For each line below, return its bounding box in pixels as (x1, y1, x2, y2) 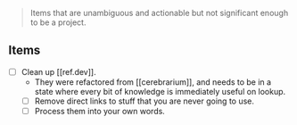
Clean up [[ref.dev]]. (21, 66, 96, 77)
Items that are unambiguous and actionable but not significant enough (29, 8, 289, 18)
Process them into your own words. (34, 105, 166, 116)
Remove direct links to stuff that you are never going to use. (34, 96, 255, 106)
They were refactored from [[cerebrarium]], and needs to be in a (34, 76, 272, 87)
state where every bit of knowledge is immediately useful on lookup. (34, 86, 286, 96)
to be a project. (29, 17, 87, 28)
